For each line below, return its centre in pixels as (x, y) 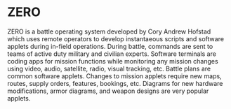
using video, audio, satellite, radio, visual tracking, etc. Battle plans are (109, 68)
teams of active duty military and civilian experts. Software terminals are (112, 54)
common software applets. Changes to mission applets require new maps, (115, 76)
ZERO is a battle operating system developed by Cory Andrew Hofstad (109, 31)
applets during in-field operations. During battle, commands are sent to (110, 46)
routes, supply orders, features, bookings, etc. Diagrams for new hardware (115, 83)
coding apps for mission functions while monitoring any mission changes (113, 61)
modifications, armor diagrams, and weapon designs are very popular (108, 91)
